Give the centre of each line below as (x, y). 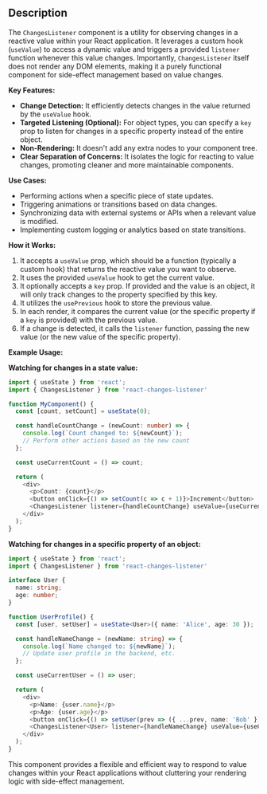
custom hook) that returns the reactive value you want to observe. (128, 269)
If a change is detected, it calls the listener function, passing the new (135, 328)
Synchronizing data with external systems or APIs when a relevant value (138, 212)
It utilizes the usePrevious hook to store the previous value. (116, 303)
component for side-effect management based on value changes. (116, 74)
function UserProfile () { (51, 617)
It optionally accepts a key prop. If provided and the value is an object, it (137, 285)
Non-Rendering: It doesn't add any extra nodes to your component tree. (139, 147)
